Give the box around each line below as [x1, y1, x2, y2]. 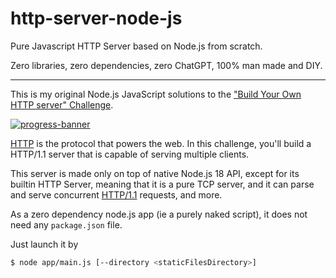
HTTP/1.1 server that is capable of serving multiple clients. [10, 148, 250, 160]
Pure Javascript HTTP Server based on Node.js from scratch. [10, 40, 263, 52]
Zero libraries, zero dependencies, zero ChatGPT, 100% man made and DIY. [10, 59, 323, 71]
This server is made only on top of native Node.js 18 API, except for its [10, 167, 300, 179]
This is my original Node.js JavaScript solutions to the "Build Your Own [10, 88, 302, 100]
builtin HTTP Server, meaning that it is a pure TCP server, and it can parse [10, 178, 315, 190]
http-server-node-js [10, 7, 183, 30]
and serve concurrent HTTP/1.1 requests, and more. [10, 188, 223, 201]
